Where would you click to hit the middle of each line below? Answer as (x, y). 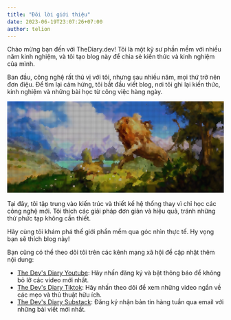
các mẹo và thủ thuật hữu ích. (59, 295)
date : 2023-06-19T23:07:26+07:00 (55, 22)
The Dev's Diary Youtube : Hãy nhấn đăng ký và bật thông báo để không (119, 273)
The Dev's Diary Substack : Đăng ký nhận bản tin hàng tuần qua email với (120, 302)
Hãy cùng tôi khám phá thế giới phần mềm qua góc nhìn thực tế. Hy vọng (111, 231)
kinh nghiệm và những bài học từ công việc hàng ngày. (85, 92)
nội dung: (21, 260)
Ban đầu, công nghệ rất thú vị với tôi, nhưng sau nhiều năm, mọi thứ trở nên (114, 77)
